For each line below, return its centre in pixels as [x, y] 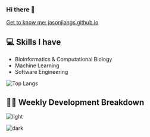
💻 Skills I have [34, 42]
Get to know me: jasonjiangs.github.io [52, 23]
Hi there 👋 [21, 10]
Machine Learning [37, 66]
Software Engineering [41, 72]
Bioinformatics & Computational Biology [63, 60]
